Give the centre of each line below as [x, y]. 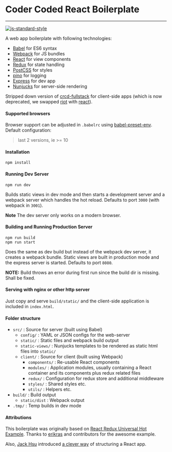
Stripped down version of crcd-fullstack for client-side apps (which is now [84, 96]
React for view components [42, 59]
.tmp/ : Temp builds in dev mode [47, 406]
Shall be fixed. [20, 278]
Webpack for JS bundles [39, 53]
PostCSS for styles [33, 70]
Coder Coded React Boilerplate [72, 9]
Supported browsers [28, 113]
